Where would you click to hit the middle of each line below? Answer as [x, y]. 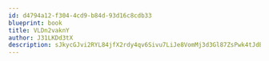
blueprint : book [35, 23]
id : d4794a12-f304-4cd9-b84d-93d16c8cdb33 [80, 15]
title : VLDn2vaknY [39, 30]
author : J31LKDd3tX [41, 38]
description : [30, 45]
